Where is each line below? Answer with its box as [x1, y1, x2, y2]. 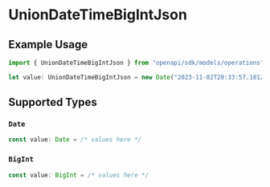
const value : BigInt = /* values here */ [8, 171, 149, 179]
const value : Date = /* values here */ [8, 136, 142, 144]
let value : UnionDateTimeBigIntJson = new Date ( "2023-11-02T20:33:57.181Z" [8, 73, 268, 81]
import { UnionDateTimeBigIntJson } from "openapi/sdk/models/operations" [8, 59, 264, 67]
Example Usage [8, 38, 88, 51]
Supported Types [8, 96, 98, 109]
